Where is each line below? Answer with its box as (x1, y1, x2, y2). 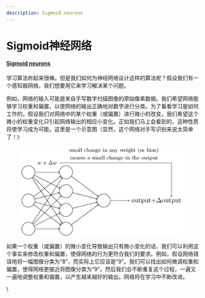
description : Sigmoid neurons (6, 10, 84, 16)
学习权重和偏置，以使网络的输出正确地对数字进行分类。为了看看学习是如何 (11, 103, 199, 110)
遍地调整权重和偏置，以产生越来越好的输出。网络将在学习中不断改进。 (11, 273, 188, 281)
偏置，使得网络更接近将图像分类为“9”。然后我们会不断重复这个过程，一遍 (6, 266, 191, 273)
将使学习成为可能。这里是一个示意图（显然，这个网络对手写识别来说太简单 (6, 125, 193, 133)
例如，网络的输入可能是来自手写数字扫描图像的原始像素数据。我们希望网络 (6, 95, 193, 102)
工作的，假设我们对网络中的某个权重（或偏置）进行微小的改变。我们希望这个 (6, 110, 199, 117)
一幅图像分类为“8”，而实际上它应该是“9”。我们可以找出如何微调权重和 (22, 258, 200, 266)
